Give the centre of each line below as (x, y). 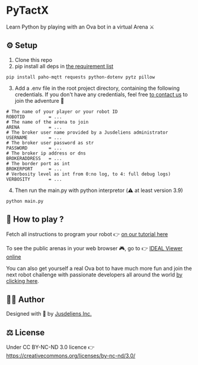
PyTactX (28, 10)
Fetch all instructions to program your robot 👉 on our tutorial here (87, 234)
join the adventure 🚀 (39, 100)
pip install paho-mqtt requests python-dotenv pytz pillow (81, 77)
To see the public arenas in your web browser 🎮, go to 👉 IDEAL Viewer (94, 248)
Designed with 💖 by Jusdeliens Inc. (49, 314)
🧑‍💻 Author (25, 299)
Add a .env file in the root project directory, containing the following (97, 88)
